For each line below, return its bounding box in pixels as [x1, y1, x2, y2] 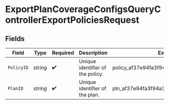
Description [78, 49, 108, 56]
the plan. [78, 91, 100, 98]
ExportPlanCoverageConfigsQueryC [5, 4, 161, 15]
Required [52, 49, 74, 56]
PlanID [8, 86, 24, 91]
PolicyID [8, 65, 29, 70]
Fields [5, 34, 25, 43]
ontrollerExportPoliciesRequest [5, 14, 139, 26]
